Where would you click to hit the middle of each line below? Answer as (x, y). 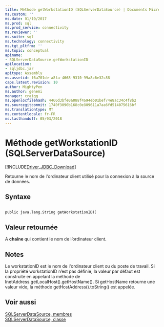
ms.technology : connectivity (35, 42)
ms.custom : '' (20, 14)
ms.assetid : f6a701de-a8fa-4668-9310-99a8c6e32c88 (58, 78)
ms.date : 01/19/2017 (26, 19)
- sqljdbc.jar (20, 69)
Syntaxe (18, 197)
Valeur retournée (31, 227)
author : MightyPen (24, 87)
